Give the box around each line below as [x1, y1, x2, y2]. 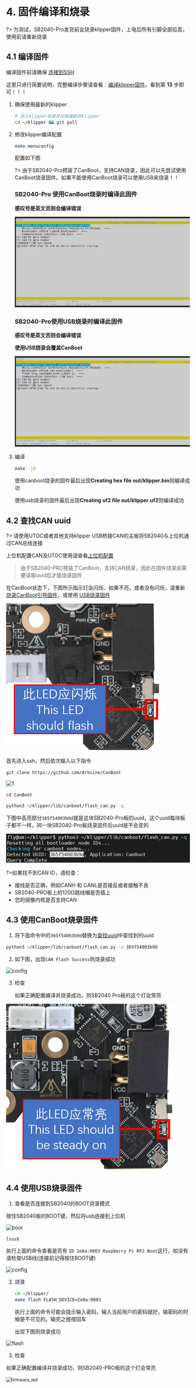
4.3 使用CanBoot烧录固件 [6, 915, 99, 925]
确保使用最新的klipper [14, 101, 67, 108]
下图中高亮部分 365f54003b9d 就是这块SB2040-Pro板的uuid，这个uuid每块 [6, 814, 181, 821]
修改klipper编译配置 [14, 131, 62, 138]
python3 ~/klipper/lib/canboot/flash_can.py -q [6, 803, 124, 808]
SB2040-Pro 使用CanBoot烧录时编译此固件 [14, 190, 138, 198]
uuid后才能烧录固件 [36, 571, 83, 578]
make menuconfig [14, 143, 54, 149]
